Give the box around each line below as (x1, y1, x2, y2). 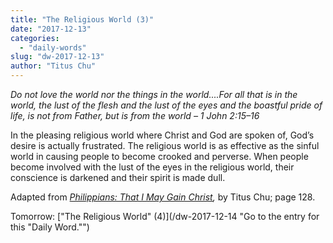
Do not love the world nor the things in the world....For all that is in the (10, 89, 298, 100)
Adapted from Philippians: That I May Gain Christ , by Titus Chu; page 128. (10, 191, 316, 203)
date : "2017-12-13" (10, 24, 92, 34)
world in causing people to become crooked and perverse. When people (10, 151, 309, 162)
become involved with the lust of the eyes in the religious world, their (10, 161, 295, 173)
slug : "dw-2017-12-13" (10, 52, 105, 62)
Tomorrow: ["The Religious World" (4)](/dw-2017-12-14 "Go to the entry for (10, 211, 320, 222)
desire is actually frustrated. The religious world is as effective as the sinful (10, 140, 320, 151)
